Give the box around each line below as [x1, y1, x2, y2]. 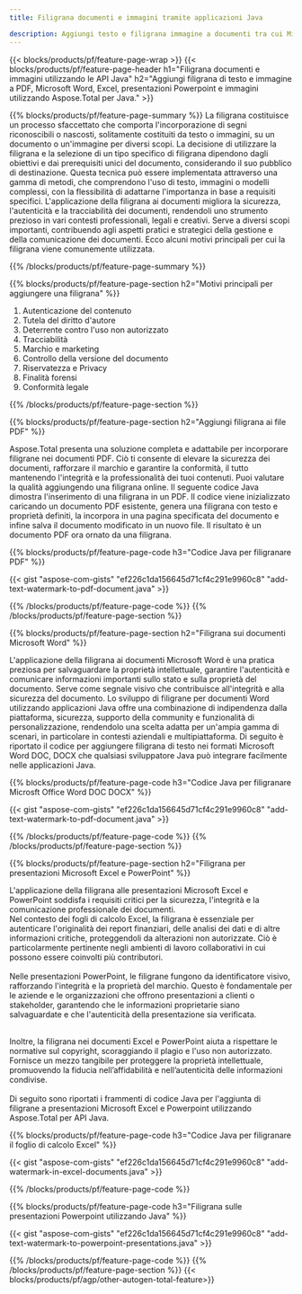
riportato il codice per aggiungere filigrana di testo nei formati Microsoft [9, 740, 275, 751]
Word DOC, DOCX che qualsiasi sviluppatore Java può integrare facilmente [9, 749, 288, 760]
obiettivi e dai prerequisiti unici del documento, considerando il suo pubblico [9, 157, 292, 168]
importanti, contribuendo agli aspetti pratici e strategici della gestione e [9, 224, 274, 235]
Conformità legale [22, 381, 89, 392]
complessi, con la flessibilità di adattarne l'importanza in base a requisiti [9, 186, 276, 197]
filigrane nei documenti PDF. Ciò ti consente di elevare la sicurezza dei [9, 453, 271, 464]
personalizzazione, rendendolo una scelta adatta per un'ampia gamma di [9, 721, 280, 732]
